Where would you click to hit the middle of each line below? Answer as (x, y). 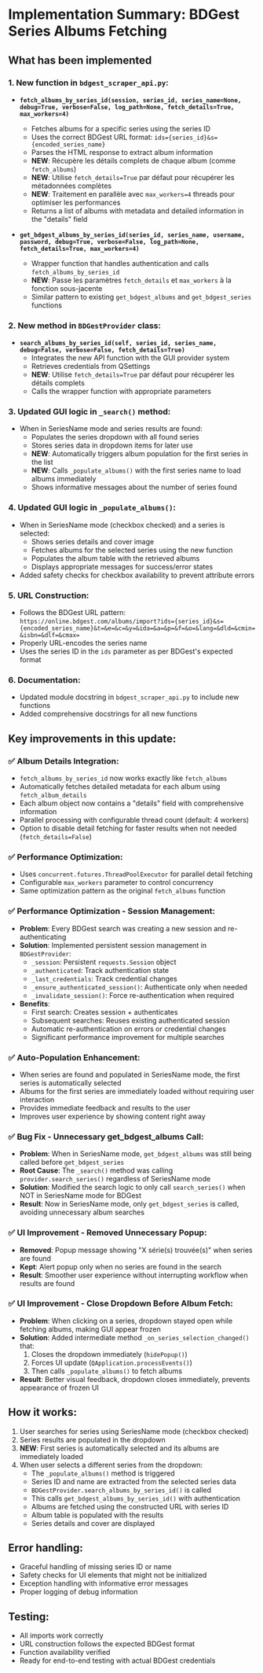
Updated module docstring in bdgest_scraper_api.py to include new (129, 697)
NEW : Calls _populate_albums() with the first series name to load (136, 470)
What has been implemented (80, 60)
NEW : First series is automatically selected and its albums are (119, 1448)
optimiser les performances (76, 202)
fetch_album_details (53, 796)
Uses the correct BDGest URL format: (92, 137)
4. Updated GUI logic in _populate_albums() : (92, 507)
